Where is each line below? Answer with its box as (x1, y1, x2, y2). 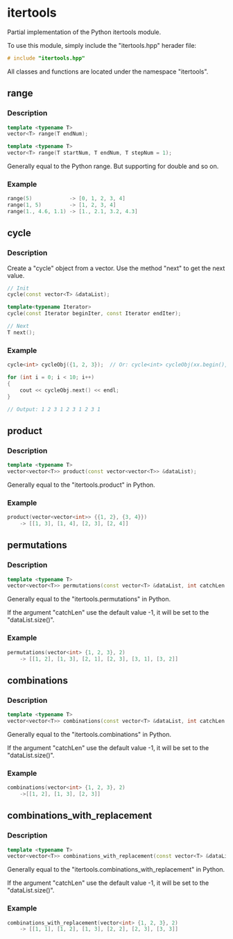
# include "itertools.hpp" (7, 54, 85, 62)
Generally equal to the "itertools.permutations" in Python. (7, 595, 171, 604)
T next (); (7, 329, 36, 336)
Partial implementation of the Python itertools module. (7, 28, 162, 36)
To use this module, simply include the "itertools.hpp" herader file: (7, 41, 196, 49)
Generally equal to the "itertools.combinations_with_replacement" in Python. (7, 865, 225, 874)
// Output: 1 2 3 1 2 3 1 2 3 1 (7, 406, 101, 413)
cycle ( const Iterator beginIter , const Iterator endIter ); (7, 310, 182, 317)
